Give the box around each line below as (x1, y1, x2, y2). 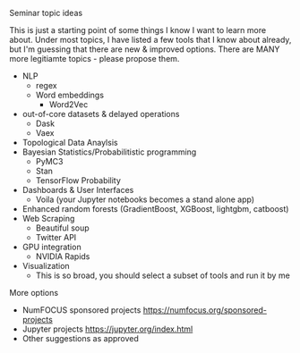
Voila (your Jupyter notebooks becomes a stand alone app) (35, 194, 255, 205)
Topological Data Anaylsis (21, 138, 118, 147)
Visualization (21, 261, 70, 271)
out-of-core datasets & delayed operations (21, 109, 180, 119)
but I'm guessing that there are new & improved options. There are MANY (9, 44, 280, 55)
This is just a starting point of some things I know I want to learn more (9, 25, 267, 35)
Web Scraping (21, 214, 75, 223)
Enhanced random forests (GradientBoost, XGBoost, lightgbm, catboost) (21, 204, 289, 214)
